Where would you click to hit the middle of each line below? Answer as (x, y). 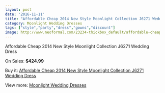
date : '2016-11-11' (25, 14)
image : (12, 32)
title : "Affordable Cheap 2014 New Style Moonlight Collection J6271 (78, 19)
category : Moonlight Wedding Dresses (44, 23)
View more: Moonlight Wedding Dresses (46, 85)
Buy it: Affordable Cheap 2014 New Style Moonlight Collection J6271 (74, 70)
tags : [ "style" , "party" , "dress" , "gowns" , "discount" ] (60, 28)
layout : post (18, 10)
